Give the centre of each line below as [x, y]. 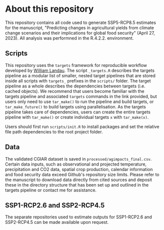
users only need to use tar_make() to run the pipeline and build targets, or [80, 102]
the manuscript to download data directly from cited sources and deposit [79, 180]
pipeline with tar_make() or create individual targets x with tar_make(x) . [77, 117]
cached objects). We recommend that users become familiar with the [75, 91]
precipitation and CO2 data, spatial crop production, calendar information [79, 169]
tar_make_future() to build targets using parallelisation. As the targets [75, 106]
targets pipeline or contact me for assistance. [51, 190]
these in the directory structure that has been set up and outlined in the [77, 185]
